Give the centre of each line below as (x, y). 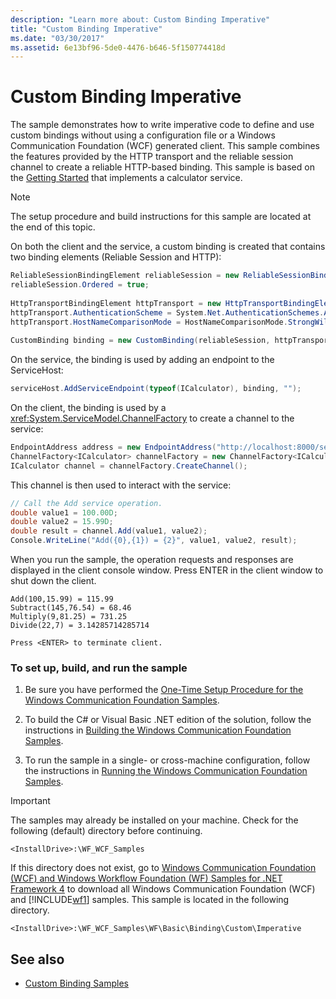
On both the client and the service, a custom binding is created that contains (168, 247)
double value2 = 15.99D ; (62, 522)
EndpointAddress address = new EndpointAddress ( (113, 447)
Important (30, 801)
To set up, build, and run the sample (99, 668)
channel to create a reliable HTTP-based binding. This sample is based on (162, 167)
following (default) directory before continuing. (106, 831)
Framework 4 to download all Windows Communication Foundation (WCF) (163, 889)
